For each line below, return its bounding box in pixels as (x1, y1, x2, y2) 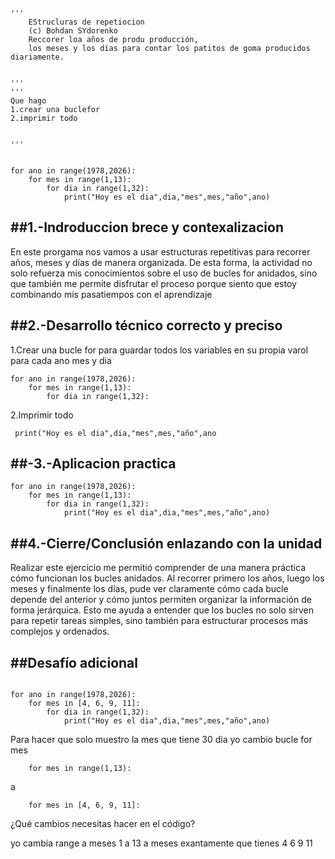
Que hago (10, 96, 47, 106)
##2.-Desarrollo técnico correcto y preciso (10, 317, 283, 334)
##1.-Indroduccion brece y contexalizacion (10, 219, 284, 236)
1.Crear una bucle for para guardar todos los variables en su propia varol (10, 344, 309, 356)
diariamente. (10, 52, 65, 62)
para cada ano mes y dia (10, 354, 112, 366)
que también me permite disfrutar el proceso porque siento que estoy (10, 277, 297, 289)
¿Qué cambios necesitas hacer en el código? (10, 818, 196, 830)
